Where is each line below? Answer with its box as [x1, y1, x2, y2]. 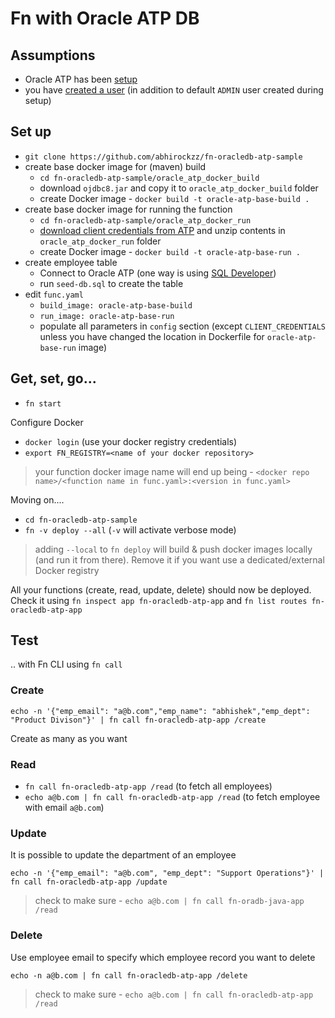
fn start [24, 398, 62, 409]
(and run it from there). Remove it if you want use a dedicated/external [34, 553, 325, 566]
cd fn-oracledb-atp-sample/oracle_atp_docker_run [39, 215, 252, 226]
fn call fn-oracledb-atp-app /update [10, 877, 168, 887]
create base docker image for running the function [24, 203, 233, 215]
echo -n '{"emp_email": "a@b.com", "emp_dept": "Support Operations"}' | [10, 868, 325, 879]
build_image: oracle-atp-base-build [39, 300, 193, 311]
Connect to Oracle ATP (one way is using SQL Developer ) [39, 267, 277, 279]
